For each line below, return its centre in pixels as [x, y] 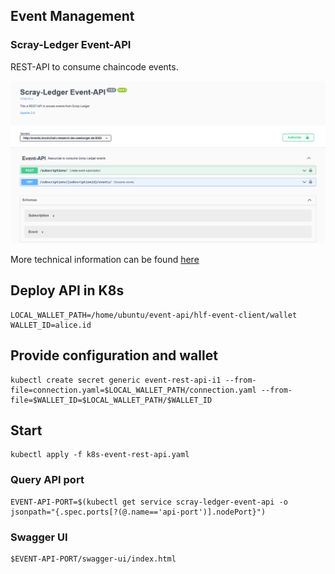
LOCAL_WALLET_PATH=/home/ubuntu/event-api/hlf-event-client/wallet [154, 315]
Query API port [47, 480]
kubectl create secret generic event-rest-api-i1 [116, 380]
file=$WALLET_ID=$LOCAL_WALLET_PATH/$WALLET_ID [111, 400]
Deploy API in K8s [67, 290]
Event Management [72, 16]
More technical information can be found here [105, 260]
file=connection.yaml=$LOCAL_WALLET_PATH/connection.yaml [133, 390]
